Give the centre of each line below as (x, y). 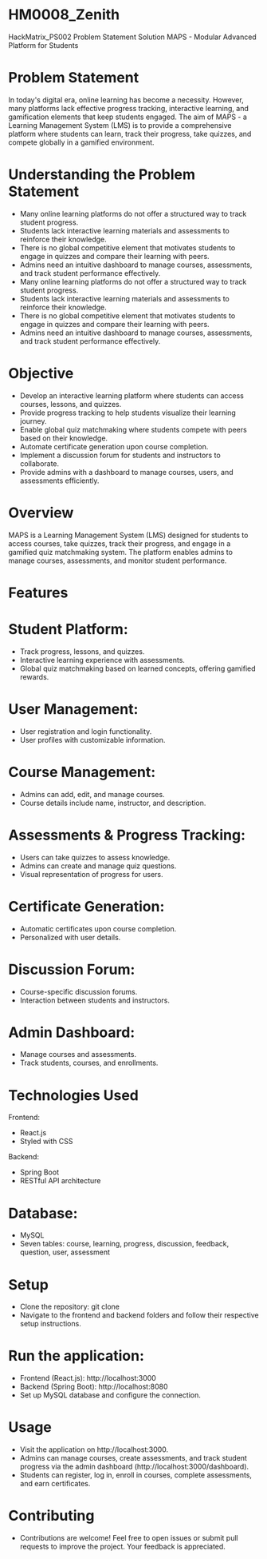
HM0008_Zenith (64, 15)
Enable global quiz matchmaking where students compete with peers (133, 429)
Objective (41, 373)
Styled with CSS (46, 1142)
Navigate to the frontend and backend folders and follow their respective (139, 1315)
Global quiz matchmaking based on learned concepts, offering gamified (138, 668)
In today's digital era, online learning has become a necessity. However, (126, 100)
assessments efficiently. (59, 480)
